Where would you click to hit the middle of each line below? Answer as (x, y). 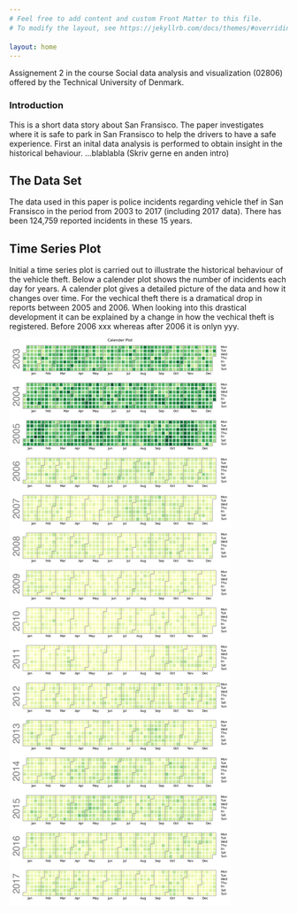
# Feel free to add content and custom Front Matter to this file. (136, 19)
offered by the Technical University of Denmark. (97, 82)
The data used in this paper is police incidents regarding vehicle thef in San (146, 202)
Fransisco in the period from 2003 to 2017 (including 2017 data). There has (145, 212)
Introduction (36, 105)
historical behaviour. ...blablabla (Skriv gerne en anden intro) (119, 153)
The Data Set (46, 180)
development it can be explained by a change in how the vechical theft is (142, 317)
